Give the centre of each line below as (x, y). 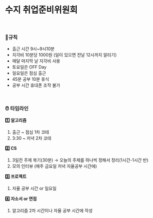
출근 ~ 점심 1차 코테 (31, 132)
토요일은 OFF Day (29, 67)
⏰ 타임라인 (17, 109)
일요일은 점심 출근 (29, 73)
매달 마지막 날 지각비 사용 (36, 61)
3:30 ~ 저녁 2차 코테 (32, 138)
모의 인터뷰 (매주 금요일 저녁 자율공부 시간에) (54, 166)
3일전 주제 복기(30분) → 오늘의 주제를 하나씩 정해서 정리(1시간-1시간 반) (80, 160)
